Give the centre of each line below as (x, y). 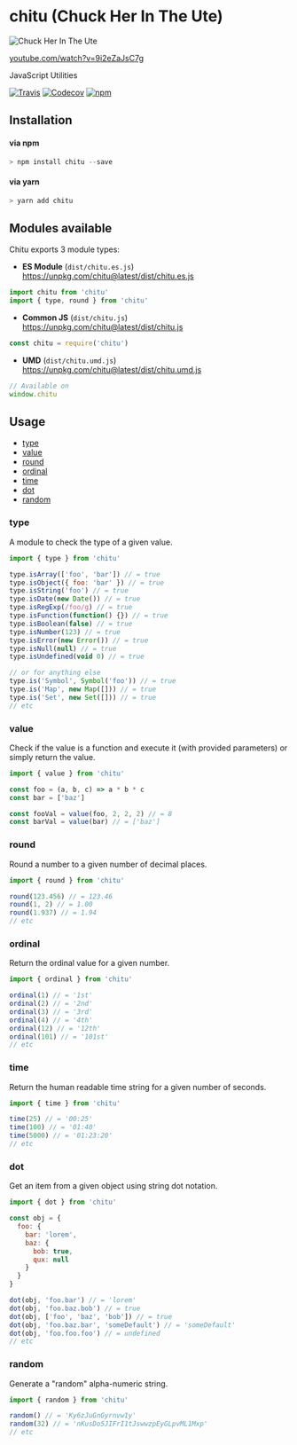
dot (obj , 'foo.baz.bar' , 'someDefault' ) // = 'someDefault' (123, 1325)
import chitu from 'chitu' (59, 293)
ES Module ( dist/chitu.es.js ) (78, 267)
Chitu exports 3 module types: (64, 249)
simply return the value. (52, 757)
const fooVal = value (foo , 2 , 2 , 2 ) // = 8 (91, 813)
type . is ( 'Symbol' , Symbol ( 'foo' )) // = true (93, 681)
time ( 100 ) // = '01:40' (53, 1127)
